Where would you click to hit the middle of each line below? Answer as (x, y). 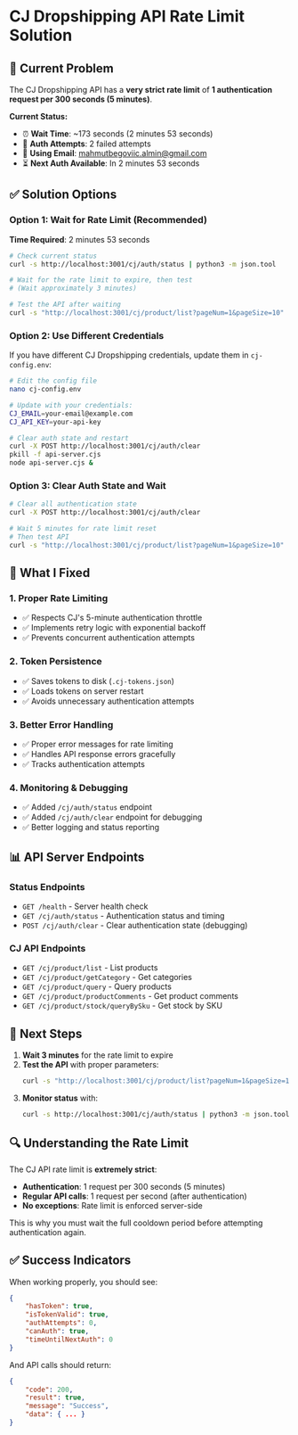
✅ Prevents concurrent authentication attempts (109, 638)
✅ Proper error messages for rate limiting (97, 744)
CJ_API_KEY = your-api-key (55, 422)
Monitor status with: (60, 1098)
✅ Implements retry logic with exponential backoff (114, 628)
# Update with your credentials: (71, 405)
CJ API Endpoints (48, 948)
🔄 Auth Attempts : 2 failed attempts (86, 144)
